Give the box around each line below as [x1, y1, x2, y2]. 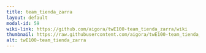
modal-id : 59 [6, 20, 40, 26]
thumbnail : [6, 32, 34, 38]
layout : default [6, 15, 48, 21]
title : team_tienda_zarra [6, 9, 72, 15]
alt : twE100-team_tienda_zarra [6, 37, 86, 43]
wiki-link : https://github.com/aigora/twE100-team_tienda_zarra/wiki [6, 26, 188, 32]
